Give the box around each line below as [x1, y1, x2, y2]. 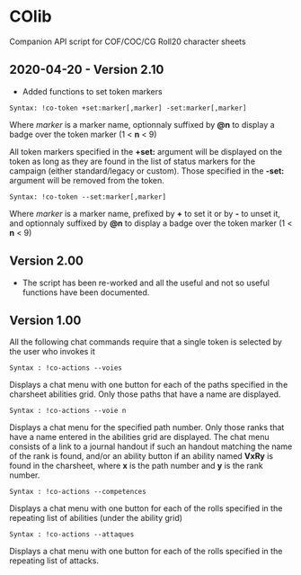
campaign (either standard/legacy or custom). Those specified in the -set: [9, 165, 285, 176]
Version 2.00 [9, 254, 84, 269]
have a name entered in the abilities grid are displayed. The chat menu [9, 432, 270, 443]
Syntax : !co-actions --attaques [9, 530, 135, 539]
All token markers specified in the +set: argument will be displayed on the [9, 146, 283, 157]
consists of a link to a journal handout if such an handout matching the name [9, 441, 293, 452]
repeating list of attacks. [9, 555, 99, 566]
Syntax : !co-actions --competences [9, 488, 146, 497]
